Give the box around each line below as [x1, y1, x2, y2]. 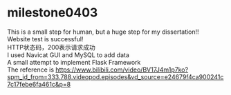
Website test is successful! [7, 34, 84, 43]
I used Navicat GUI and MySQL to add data [7, 50, 130, 59]
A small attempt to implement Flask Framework [7, 58, 141, 66]
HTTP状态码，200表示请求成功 [7, 43, 95, 51]
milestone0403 [7, 5, 98, 21]
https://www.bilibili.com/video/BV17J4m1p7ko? [55, 65, 189, 74]
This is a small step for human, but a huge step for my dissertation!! [7, 28, 199, 36]
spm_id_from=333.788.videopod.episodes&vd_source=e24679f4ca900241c [7, 72, 224, 81]
